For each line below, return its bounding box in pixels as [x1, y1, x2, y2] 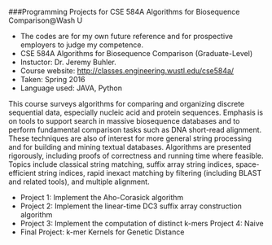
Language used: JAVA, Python [20, 83, 122, 93]
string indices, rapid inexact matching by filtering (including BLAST [37, 168, 262, 177]
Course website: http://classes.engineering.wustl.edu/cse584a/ [20, 66, 235, 76]
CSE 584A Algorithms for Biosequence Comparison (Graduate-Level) [20, 49, 253, 58]
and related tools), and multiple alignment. [8, 177, 150, 186]
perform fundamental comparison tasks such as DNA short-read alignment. [8, 125, 262, 134]
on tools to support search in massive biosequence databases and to [8, 116, 240, 125]
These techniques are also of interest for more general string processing [8, 133, 252, 143]
